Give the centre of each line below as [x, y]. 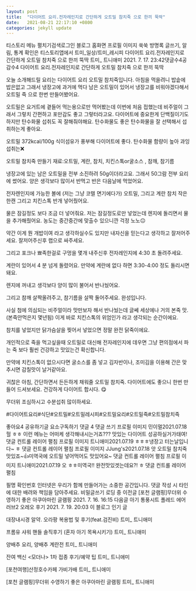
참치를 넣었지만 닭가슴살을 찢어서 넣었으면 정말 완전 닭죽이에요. [78, 330]
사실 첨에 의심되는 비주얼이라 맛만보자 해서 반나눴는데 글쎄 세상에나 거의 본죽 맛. [97, 310]
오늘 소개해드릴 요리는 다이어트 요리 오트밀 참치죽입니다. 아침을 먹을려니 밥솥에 [96, 80]
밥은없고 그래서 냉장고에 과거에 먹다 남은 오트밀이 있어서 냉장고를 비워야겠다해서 [97, 87]
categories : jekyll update [39, 28]
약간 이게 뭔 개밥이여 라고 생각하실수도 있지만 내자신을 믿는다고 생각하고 [88, 233]
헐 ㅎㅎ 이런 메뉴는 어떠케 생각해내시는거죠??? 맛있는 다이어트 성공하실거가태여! [97, 434]
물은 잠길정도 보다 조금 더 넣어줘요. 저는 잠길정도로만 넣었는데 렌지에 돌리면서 [94, 213]
